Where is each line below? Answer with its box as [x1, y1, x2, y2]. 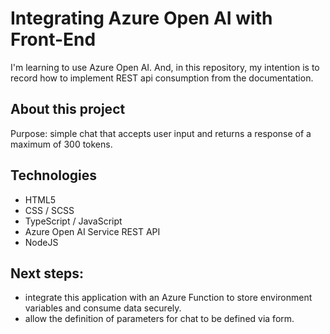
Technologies [10, 167, 98, 184]
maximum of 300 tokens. [10, 138, 113, 150]
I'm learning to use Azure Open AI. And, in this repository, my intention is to [10, 61, 320, 73]
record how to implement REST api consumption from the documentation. [10, 72, 314, 84]
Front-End [10, 28, 97, 51]
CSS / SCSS [24, 204, 75, 216]
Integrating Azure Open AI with [10, 7, 273, 30]
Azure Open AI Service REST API [24, 225, 161, 237]
